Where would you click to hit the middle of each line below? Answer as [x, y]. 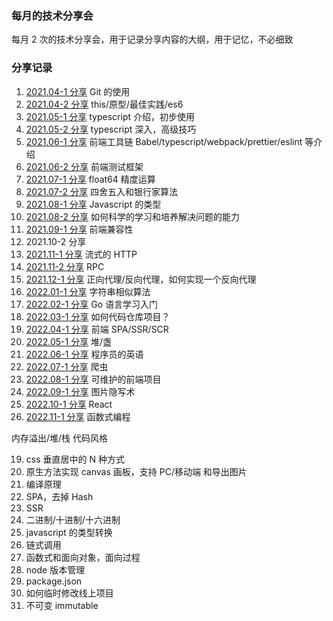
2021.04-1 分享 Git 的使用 [78, 91]
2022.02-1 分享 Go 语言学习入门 [92, 304]
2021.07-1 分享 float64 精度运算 [90, 179]
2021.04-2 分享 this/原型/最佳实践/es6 [104, 104]
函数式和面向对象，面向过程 [83, 557]
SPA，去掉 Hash [59, 496]
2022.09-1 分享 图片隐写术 [80, 391]
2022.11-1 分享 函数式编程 [78, 416]
